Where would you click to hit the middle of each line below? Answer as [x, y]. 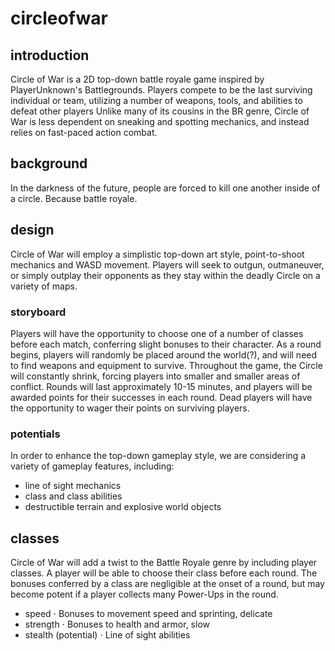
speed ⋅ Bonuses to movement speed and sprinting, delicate [148, 614]
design [32, 230]
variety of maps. [44, 286]
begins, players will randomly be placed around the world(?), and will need [164, 354]
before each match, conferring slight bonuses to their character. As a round [166, 344]
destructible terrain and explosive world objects [123, 507]
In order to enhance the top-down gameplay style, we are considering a [158, 456]
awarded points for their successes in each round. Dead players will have [161, 397]
